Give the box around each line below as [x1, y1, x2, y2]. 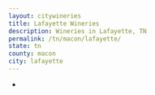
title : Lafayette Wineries [8, 19, 100, 28]
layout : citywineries [8, 11, 82, 20]
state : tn [8, 42, 42, 50]
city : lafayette [8, 58, 63, 66]
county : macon [8, 50, 57, 58]
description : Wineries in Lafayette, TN [8, 27, 148, 35]
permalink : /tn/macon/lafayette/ [8, 34, 122, 43]
